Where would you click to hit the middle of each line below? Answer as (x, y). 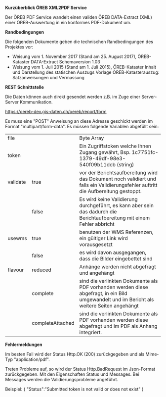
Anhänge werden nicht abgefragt (118, 267)
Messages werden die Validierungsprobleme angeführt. (62, 379)
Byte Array (92, 138)
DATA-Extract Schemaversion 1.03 (65, 62)
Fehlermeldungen (24, 345)
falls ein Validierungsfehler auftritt (118, 185)
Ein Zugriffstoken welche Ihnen (115, 146)
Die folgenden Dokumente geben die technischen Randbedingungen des (79, 42)
